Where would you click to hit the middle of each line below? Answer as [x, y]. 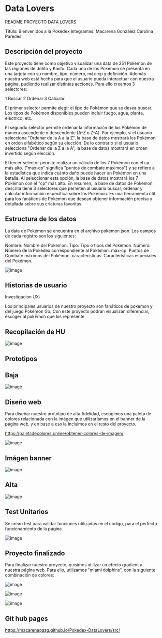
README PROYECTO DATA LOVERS [41, 22]
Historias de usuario [36, 285]
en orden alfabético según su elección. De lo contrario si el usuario [72, 143]
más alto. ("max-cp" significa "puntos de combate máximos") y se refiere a [80, 168]
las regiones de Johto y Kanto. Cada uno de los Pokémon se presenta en [77, 68]
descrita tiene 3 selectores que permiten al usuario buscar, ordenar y [74, 188]
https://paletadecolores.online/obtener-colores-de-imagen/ [64, 434]
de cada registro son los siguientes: [41, 236]
